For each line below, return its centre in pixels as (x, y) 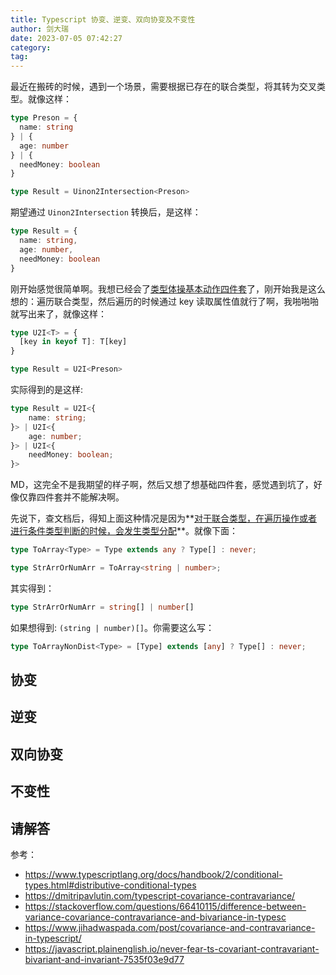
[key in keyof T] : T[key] (73, 342)
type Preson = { (44, 118)
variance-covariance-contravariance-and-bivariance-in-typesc (155, 917)
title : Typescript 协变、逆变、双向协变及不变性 (103, 19)
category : (31, 47)
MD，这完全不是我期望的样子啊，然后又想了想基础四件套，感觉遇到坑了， (162, 485)
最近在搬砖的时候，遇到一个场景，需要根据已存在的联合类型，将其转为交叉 (163, 87)
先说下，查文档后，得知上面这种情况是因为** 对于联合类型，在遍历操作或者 (164, 518)
